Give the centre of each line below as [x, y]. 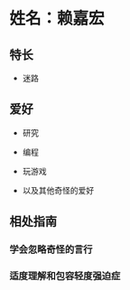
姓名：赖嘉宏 [57, 19]
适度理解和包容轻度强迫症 [65, 276]
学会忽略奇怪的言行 [51, 249]
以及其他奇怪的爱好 [58, 190]
